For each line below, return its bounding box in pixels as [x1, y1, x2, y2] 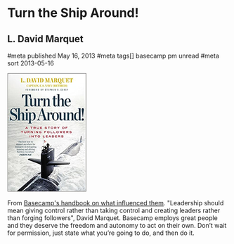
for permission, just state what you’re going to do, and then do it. [7, 229, 195, 237]
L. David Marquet [7, 33, 84, 45]
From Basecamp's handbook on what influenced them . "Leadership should [7, 199, 224, 207]
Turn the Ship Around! [7, 5, 139, 21]
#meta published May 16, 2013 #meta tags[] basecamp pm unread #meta [7, 51, 220, 60]
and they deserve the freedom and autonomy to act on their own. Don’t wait [7, 221, 227, 229]
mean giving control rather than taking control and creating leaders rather [7, 206, 221, 214]
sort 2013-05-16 [7, 59, 54, 68]
